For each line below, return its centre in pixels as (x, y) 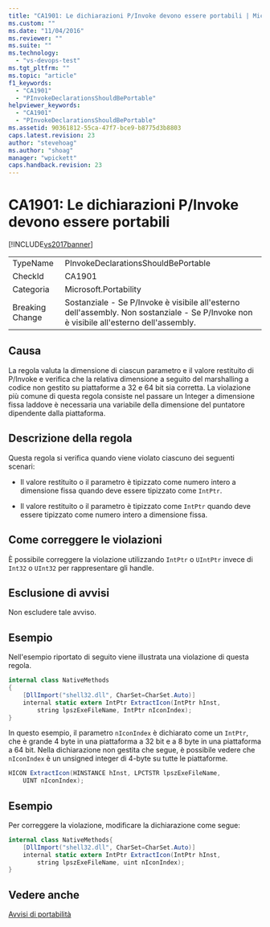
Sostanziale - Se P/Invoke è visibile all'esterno (152, 302)
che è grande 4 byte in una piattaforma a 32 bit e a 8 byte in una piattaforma (135, 741)
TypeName (33, 264)
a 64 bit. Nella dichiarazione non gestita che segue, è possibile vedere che (132, 750)
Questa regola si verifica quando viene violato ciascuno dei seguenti (121, 457)
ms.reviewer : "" (35, 38)
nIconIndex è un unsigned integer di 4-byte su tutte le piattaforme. (118, 759)
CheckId (28, 277)
